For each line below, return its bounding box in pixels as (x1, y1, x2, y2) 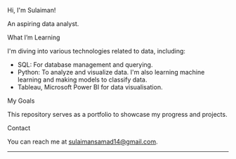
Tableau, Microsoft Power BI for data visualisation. (17, 83, 163, 91)
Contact (7, 124, 30, 132)
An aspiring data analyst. (7, 20, 79, 27)
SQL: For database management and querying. (17, 61, 153, 69)
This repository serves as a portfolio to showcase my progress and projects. (7, 110, 228, 118)
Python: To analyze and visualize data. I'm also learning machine (17, 68, 205, 76)
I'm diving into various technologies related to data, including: (7, 47, 186, 55)
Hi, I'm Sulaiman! (7, 6, 56, 14)
